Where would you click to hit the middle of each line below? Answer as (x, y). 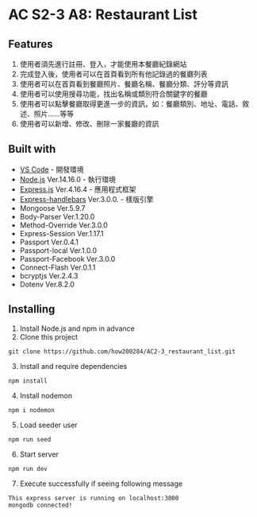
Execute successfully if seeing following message (101, 484)
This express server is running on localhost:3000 (94, 498)
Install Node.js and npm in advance (77, 328)
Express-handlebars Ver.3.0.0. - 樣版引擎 (86, 199)
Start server (39, 454)
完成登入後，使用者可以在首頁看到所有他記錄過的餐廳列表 (113, 74)
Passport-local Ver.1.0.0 (58, 250)
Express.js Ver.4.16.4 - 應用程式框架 (78, 189)
